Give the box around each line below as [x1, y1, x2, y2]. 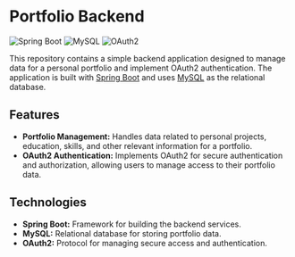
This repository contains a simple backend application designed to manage [9, 53, 286, 63]
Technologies [9, 195, 88, 211]
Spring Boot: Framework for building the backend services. [21, 219, 241, 229]
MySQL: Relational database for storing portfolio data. [21, 228, 222, 238]
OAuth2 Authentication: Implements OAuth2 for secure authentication [21, 150, 283, 161]
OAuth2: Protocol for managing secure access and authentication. [21, 237, 268, 248]
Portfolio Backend [9, 6, 145, 27]
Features [9, 107, 60, 122]
